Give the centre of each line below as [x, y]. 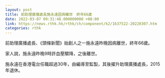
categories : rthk [23, 28]
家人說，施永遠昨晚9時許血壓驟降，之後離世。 [52, 54]
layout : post [19, 10]
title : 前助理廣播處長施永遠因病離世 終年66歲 [49, 14]
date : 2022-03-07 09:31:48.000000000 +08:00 [52, 19]
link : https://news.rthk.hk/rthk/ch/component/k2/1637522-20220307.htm [81, 24]
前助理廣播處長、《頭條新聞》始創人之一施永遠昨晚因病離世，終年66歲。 [79, 43]
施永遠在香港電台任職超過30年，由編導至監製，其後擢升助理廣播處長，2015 [83, 64]
